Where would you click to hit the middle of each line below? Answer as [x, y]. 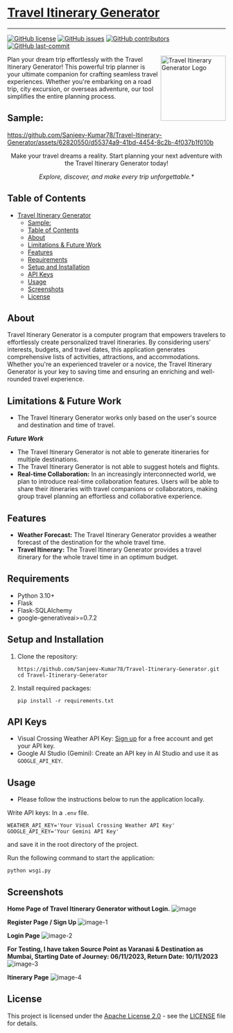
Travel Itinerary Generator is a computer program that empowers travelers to [116, 335]
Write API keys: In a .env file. [48, 813]
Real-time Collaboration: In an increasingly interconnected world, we [116, 474]
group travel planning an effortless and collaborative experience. [110, 496]
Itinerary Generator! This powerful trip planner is [76, 67]
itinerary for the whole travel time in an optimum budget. [98, 557]
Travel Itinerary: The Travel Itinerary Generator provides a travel [110, 549]
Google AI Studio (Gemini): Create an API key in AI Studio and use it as [118, 753]
